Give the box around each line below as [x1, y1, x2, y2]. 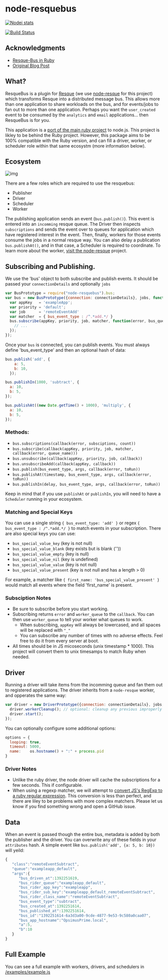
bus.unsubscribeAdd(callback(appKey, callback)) [12, 461, 116, 467]
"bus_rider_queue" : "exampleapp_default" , [18, 880, 106, 886]
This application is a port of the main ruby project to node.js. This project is [5, 126, 160, 133]
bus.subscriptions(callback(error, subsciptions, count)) [12, 441, 136, 446]
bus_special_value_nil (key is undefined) [12, 556, 98, 563]
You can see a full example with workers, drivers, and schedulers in [5, 963, 144, 969]
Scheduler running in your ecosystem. [5, 496, 83, 502]
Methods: [5, 429, 29, 436]
